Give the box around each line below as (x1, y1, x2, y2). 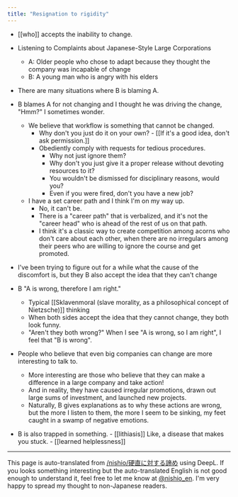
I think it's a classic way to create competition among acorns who (38, 226, 230, 235)
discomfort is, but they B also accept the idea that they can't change (17, 270, 217, 279)
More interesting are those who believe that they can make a (28, 370, 205, 379)
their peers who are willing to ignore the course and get (38, 242, 201, 250)
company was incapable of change (28, 65, 131, 73)
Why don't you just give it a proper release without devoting (49, 159, 225, 167)
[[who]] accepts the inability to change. (17, 30, 133, 38)
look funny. (28, 320, 62, 329)
